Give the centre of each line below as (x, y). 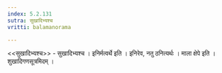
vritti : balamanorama (39, 27)
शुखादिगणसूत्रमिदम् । (31, 62)
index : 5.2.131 (30, 14)
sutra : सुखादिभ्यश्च (30, 21)
